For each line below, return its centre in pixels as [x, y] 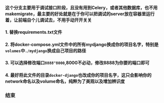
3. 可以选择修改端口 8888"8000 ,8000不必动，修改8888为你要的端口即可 [77, 63]
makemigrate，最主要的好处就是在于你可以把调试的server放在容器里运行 [80, 14]
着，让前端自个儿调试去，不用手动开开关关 [48, 20]
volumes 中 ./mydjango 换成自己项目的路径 [46, 51]
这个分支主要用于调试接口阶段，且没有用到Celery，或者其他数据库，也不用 [82, 7]
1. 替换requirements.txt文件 [34, 32]
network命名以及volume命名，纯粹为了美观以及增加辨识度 [65, 81]
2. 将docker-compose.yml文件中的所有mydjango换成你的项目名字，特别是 [82, 44]
